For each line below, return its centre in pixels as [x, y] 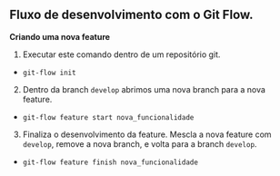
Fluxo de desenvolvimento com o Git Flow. [131, 15]
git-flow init [49, 73]
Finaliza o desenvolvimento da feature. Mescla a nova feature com [147, 134]
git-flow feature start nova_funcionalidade [108, 117]
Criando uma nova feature [60, 36]
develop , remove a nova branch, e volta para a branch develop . [140, 143]
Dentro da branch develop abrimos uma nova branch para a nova [144, 89]
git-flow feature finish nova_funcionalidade [110, 162]
